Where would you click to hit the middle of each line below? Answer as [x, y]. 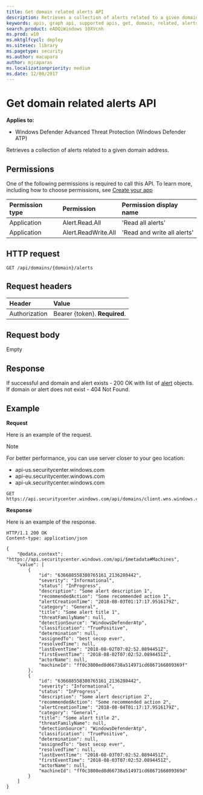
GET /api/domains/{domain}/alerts [50, 268]
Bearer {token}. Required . [90, 314]
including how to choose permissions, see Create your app [79, 190]
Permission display [150, 205]
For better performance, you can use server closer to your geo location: [96, 458]
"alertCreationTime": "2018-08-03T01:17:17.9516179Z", [109, 602]
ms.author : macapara [32, 57]
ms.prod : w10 [23, 34]
